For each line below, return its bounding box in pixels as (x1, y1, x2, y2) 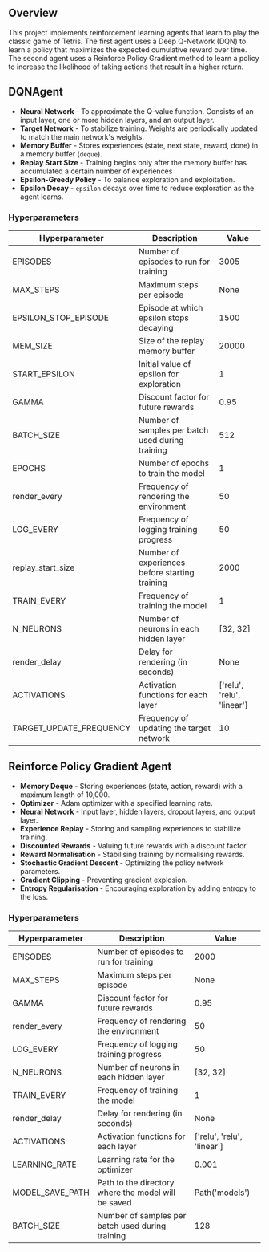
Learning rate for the (97, 1154, 175, 1165)
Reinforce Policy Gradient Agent (8, 760, 172, 774)
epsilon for (139, 368, 179, 380)
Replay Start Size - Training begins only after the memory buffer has (19, 157, 247, 167)
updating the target (139, 722, 211, 734)
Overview (8, 6, 58, 20)
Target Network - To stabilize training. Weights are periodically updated (19, 124, 258, 133)
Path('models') (194, 1187, 251, 1198)
